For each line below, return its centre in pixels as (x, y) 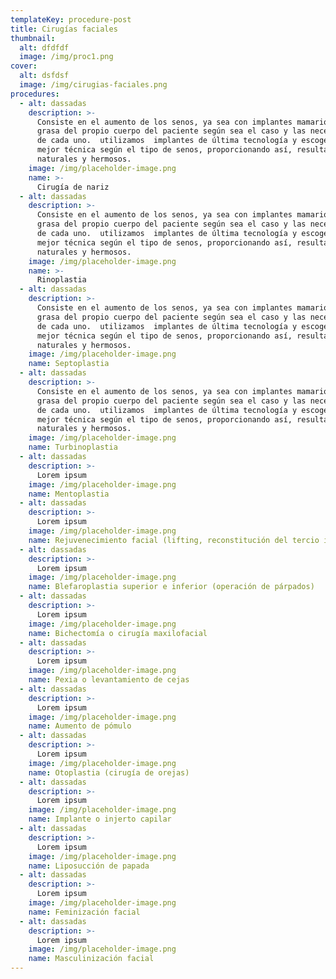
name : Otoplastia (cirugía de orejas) (109, 772)
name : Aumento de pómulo (80, 726)
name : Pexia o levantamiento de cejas (109, 680)
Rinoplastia (61, 280)
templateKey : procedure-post (71, 19)
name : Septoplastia (69, 364)
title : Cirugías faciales (64, 29)
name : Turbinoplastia (73, 447)
